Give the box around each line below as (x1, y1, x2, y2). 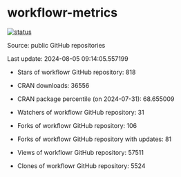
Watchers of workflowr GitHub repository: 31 (17, 108, 144, 116)
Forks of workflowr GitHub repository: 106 (17, 121, 137, 129)
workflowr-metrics (7, 5, 118, 21)
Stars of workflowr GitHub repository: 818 (17, 68, 136, 76)
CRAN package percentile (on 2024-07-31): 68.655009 (17, 95, 175, 103)
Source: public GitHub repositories (7, 41, 106, 49)
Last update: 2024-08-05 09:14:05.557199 (7, 54, 129, 63)
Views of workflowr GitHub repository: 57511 (17, 148, 144, 156)
